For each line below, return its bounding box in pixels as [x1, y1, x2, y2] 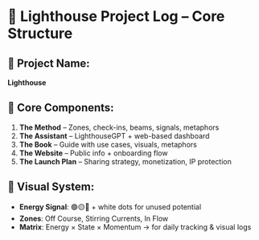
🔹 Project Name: [7, 56, 90, 70]
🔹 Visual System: [7, 180, 95, 194]
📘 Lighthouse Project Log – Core [7, 7, 225, 26]
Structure [7, 24, 73, 43]
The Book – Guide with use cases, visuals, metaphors [18, 139, 198, 149]
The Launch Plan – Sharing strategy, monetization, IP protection [18, 156, 232, 166]
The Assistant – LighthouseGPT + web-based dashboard [18, 130, 210, 140]
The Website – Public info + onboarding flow [18, 148, 168, 158]
